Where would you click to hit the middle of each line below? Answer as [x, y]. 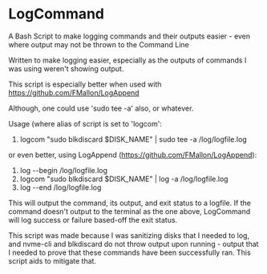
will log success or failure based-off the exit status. [93, 220]
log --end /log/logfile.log [61, 187]
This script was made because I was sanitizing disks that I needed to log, [129, 235]
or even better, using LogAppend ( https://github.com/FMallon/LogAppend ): [133, 155]
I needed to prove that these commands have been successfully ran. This [129, 252]
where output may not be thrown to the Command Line [99, 44]
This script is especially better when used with [85, 84]
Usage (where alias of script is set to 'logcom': [85, 123]
